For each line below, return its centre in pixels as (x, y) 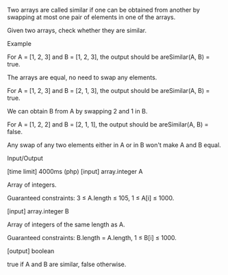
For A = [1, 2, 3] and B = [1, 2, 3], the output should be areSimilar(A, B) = (109, 57)
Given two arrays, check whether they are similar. (77, 30)
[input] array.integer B (38, 211)
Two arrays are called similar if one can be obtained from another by (104, 10)
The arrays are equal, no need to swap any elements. (82, 77)
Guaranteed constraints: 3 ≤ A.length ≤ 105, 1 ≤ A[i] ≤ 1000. (91, 198)
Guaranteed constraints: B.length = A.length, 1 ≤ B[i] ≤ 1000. (92, 238)
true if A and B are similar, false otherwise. (67, 264)
